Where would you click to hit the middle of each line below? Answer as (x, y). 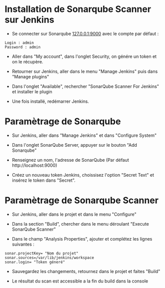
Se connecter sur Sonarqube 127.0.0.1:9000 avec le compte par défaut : (85, 33)
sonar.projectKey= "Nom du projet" (42, 253)
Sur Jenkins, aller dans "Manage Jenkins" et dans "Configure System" (84, 135)
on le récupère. (27, 61)
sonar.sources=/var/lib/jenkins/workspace (49, 258)
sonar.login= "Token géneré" (35, 262)
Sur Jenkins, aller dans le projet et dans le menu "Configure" (74, 214)
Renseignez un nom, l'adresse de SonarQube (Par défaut (70, 160)
